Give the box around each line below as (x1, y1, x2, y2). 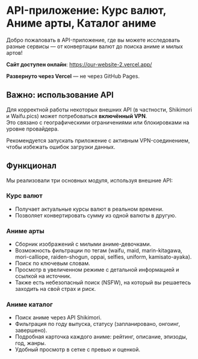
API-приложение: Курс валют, (6, 4, 167, 17)
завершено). (14, 326, 48, 334)
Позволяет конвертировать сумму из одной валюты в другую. (14, 211, 176, 219)
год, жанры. (14, 340, 46, 347)
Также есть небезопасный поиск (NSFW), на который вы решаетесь (14, 279, 191, 286)
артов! (6, 49, 23, 56)
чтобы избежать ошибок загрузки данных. (6, 143, 116, 151)
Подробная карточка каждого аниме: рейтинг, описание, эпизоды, (14, 333, 188, 340)
